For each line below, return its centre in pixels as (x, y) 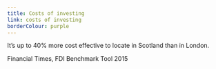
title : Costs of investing (46, 13)
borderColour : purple (38, 26)
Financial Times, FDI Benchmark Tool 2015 (68, 59)
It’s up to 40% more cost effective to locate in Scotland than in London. (108, 46)
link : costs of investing (44, 20)
